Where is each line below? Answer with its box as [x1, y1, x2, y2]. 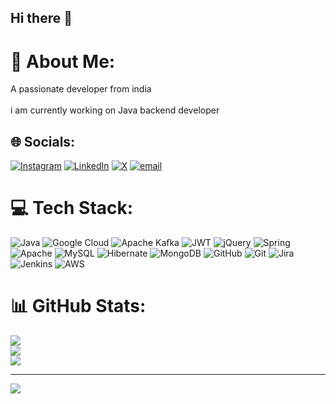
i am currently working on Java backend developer [10, 104, 220, 116]
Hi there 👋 [10, 10, 73, 27]
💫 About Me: [10, 50, 116, 73]
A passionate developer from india [10, 83, 152, 95]
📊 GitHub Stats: [10, 295, 147, 318]
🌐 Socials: [10, 133, 76, 150]
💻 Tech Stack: [10, 197, 134, 220]
